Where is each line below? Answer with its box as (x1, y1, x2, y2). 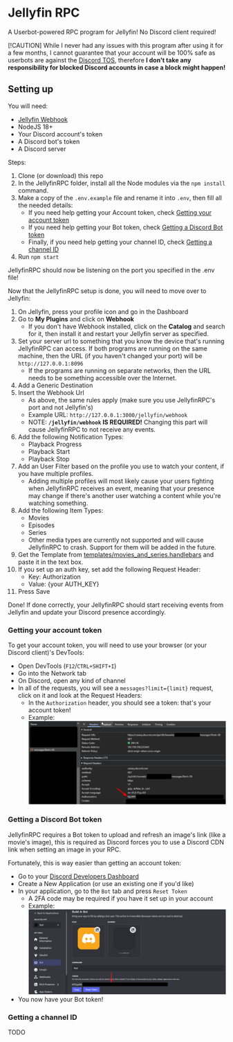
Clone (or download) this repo (17, 171, 104, 179)
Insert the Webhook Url (17, 388, 85, 396)
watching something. (28, 499, 88, 507)
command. (17, 186, 49, 195)
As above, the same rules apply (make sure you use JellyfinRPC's (28, 396, 216, 404)
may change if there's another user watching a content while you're (28, 491, 221, 500)
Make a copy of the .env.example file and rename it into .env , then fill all (17, 193, 222, 202)
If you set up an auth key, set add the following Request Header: (17, 565, 201, 573)
